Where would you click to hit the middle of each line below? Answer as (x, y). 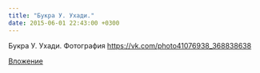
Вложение (26, 61)
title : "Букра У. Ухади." (51, 15)
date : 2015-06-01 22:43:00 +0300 (64, 23)
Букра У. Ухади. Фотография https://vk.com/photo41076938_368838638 (130, 45)
